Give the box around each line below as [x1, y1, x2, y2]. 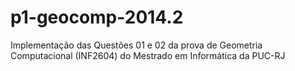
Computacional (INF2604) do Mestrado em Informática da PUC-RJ [10, 49, 286, 61]
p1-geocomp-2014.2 [10, 6, 184, 29]
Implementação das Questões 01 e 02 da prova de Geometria [10, 39, 263, 51]
